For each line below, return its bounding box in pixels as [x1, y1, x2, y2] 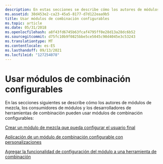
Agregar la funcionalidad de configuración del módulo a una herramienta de [5, 149, 157, 155]
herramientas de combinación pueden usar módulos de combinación [5, 110, 143, 116]
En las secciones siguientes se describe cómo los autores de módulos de [5, 100, 152, 106]
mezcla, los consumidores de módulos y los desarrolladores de [5, 105, 131, 111]
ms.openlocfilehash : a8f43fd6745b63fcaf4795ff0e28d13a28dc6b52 [5, 30, 136, 35]
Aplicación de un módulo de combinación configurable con [5, 134, 123, 140]
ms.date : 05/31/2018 [5, 25, 47, 30]
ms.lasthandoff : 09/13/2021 [5, 48, 62, 53]
